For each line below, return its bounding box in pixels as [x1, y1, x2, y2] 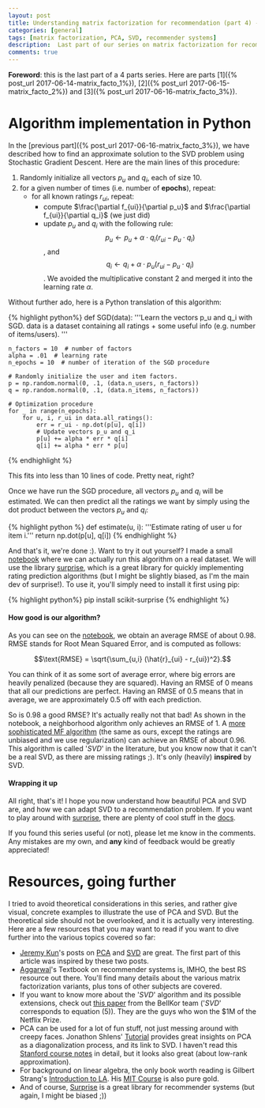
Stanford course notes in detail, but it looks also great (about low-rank [19, 1049, 248, 1058]
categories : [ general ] [8, 26, 83, 34]
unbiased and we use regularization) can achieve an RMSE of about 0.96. [8, 735, 247, 744]
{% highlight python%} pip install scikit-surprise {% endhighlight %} [8, 595, 230, 604]
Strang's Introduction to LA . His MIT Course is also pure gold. [19, 1073, 219, 1083]
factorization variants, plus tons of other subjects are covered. [19, 981, 222, 991]
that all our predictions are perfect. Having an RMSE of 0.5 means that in [8, 686, 244, 696]
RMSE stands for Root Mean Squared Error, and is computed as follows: [8, 638, 241, 649]
